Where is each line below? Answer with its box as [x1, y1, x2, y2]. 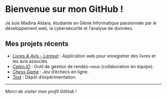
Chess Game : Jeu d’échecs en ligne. [12, 69, 89, 75]
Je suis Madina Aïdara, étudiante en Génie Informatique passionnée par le [5, 20, 157, 26]
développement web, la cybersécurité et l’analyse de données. [5, 25, 134, 31]
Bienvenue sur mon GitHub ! [5, 3, 123, 15]
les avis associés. [12, 58, 49, 64]
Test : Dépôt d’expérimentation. [12, 74, 77, 80]
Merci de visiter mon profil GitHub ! [5, 88, 77, 94]
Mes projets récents [5, 40, 69, 48]
